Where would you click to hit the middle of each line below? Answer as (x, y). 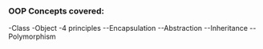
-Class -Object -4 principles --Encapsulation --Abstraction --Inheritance (128, 28)
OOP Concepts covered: (56, 11)
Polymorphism (32, 36)
